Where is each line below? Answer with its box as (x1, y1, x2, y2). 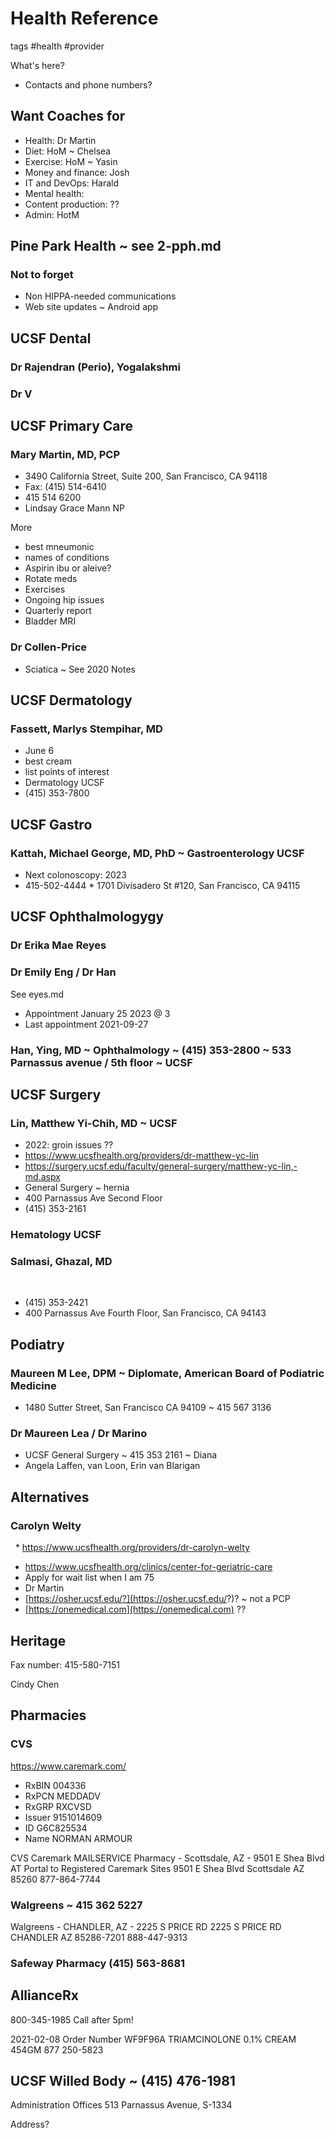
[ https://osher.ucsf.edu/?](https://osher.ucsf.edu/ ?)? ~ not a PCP (24, 1593, 291, 1605)
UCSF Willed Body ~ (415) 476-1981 (10, 2073, 236, 2090)
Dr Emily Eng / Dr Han (10, 965, 117, 979)
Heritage (10, 1632, 67, 1649)
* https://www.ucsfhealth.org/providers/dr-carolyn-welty (14, 1542, 250, 1554)
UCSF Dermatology (10, 692, 133, 709)
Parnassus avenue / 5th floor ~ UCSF (10, 1055, 193, 1069)
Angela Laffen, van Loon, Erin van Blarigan (24, 1460, 201, 1472)
